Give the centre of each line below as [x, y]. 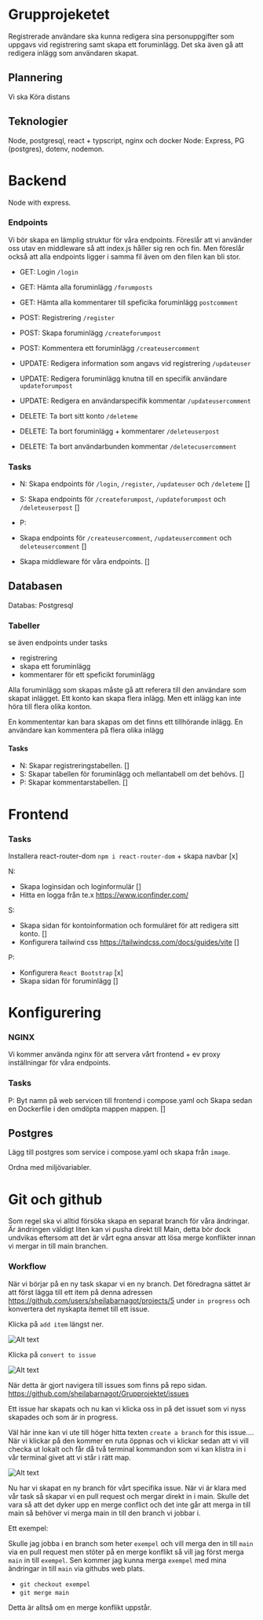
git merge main [44, 1592]
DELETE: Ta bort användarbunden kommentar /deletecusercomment [128, 446]
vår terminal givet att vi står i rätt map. [69, 1457]
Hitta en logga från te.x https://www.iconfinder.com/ [104, 895]
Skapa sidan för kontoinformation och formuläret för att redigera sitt [129, 925]
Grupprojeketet [59, 15]
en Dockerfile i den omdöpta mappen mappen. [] [87, 1109]
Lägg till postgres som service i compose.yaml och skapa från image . [119, 1152]
